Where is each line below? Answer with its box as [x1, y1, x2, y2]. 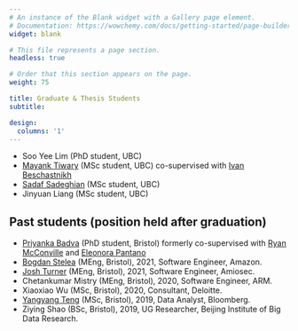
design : [9, 118, 38, 127]
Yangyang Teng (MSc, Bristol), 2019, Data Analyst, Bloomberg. [21, 295, 251, 305]
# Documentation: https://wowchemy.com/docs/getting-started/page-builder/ [9, 21, 295, 30]
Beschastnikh [21, 169, 73, 180]
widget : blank [9, 29, 62, 38]
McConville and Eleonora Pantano [21, 248, 146, 258]
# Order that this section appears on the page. [9, 70, 192, 79]
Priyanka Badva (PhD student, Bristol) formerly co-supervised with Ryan [21, 238, 286, 248]
